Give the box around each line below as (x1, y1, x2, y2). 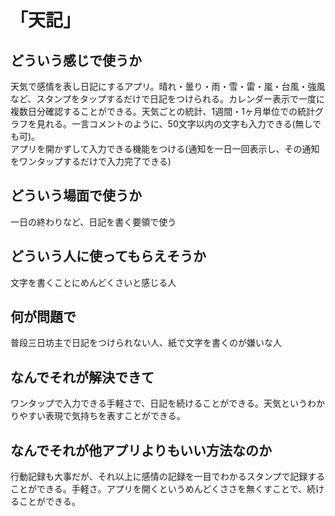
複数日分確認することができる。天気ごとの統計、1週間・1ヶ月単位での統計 (10, 106, 315, 117)
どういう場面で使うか (10, 187, 142, 205)
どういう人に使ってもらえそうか (10, 248, 207, 265)
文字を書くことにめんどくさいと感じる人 (10, 276, 177, 288)
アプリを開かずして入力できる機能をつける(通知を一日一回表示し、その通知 (10, 143, 320, 155)
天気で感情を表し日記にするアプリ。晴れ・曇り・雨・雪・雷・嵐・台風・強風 (10, 81, 326, 92)
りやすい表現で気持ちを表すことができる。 (10, 410, 186, 422)
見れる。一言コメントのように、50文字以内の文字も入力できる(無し (36, 118, 313, 130)
